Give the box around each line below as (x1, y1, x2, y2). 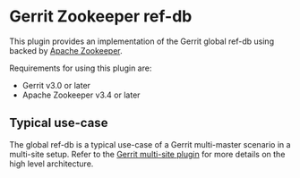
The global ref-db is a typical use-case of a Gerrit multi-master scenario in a (9, 139, 291, 149)
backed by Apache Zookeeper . (9, 45, 123, 55)
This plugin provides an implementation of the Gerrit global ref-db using (9, 36, 275, 47)
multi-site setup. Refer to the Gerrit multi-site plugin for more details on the (9, 148, 286, 159)
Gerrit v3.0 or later (21, 80, 91, 90)
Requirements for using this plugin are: (9, 63, 152, 73)
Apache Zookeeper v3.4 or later (21, 89, 141, 100)
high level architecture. (9, 158, 94, 169)
